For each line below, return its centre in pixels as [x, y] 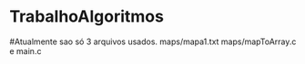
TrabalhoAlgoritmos [86, 17]
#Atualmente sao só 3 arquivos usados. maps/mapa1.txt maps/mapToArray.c [153, 41]
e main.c [25, 50]
